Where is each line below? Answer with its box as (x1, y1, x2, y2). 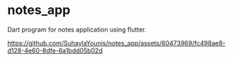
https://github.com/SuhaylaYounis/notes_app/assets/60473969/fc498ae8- (7, 39, 226, 47)
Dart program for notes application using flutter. (7, 25, 147, 34)
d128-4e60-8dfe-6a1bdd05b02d (7, 46, 103, 55)
